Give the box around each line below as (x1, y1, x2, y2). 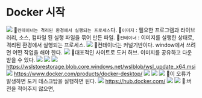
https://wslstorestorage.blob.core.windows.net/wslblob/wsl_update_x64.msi (6, 63, 196, 70)
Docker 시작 (6, 5, 65, 19)
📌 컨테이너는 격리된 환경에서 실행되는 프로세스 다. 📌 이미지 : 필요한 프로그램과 (13, 26, 180, 33)
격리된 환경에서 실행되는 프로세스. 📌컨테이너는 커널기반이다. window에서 (6, 41, 185, 48)
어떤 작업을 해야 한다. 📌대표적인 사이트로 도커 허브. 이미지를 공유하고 (12, 48, 181, 56)
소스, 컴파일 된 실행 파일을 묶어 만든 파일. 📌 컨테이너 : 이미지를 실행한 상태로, (19, 33, 194, 41)
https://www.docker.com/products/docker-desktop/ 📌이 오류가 (13, 70, 191, 77)
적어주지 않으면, (17, 85, 55, 92)
